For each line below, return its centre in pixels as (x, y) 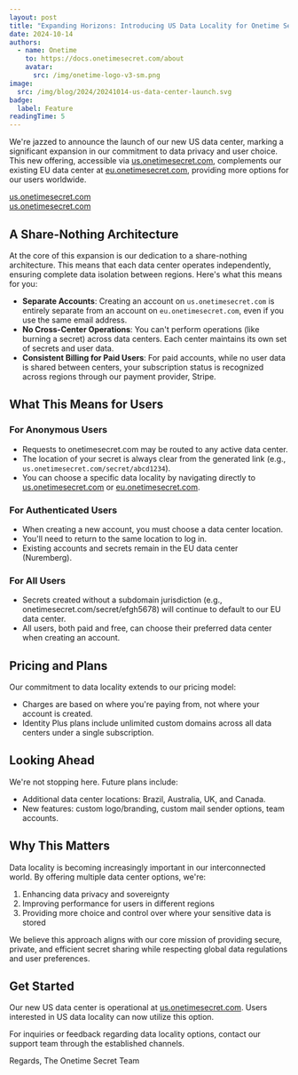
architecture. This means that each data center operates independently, (140, 265)
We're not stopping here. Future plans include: (94, 782)
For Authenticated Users (63, 510)
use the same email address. (74, 320)
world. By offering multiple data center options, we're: (108, 877)
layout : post (33, 17)
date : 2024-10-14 (41, 34)
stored (34, 922)
